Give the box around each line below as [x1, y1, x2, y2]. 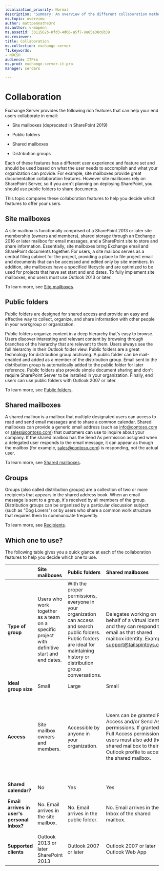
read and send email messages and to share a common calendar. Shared [5, 419, 152, 425]
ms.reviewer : [5, 35, 32, 40]
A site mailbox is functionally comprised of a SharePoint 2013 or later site [5, 227, 152, 233]
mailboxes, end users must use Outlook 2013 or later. [5, 274, 112, 280]
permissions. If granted [105, 724, 160, 731]
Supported [7, 843, 33, 849]
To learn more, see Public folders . [5, 386, 73, 393]
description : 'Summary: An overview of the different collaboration [5, 12, 147, 17]
